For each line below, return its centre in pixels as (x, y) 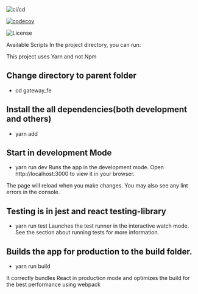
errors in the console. (33, 192)
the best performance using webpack (54, 285)
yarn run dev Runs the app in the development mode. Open (90, 167)
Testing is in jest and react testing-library (86, 211)
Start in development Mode (59, 153)
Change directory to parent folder (72, 76)
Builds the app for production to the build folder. (99, 252)
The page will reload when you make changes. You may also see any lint (97, 186)
